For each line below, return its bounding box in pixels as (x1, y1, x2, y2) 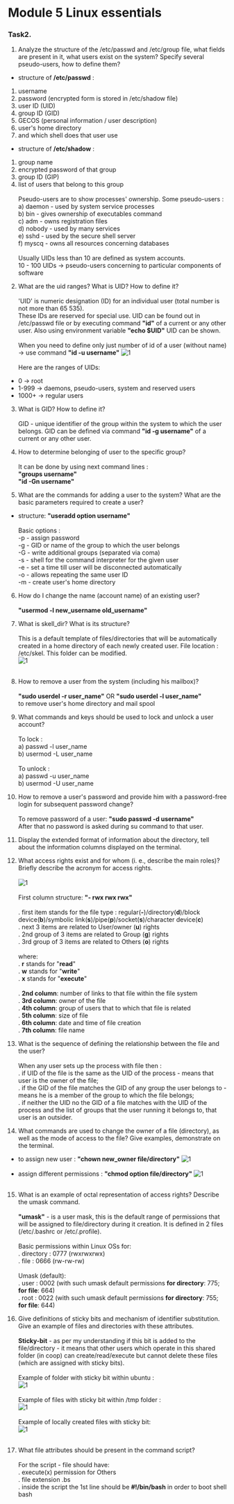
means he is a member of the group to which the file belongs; (17, 1091, 194, 1099)
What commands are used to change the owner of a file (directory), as (17, 1126, 219, 1135)
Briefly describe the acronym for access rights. (17, 864, 153, 872)
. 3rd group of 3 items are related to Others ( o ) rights (17, 938, 169, 946)
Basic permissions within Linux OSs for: (17, 1242, 131, 1251)
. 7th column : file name (17, 1026, 85, 1035)
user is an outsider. (17, 1113, 73, 1122)
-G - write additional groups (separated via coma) (17, 548, 160, 557)
